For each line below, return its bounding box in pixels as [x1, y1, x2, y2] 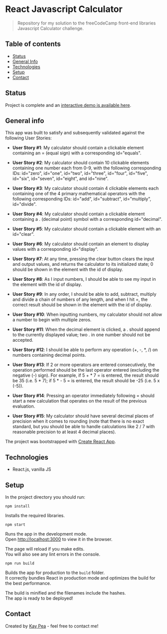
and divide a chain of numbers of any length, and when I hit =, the [12, 296, 148, 303]
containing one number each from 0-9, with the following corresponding [12, 165, 161, 171]
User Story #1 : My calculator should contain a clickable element [12, 145, 144, 151]
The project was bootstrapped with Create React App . [5, 439, 116, 445]
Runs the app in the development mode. [5, 531, 87, 537]
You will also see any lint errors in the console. [5, 551, 101, 557]
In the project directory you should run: [5, 494, 86, 500]
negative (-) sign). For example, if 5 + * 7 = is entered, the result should [12, 372, 159, 378]
